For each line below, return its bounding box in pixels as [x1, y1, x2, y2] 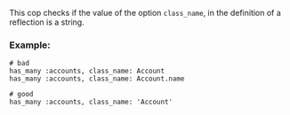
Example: [9, 39, 51, 51]
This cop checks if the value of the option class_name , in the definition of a [9, 8, 282, 18]
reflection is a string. [9, 17, 85, 27]
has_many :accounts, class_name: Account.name [9, 74, 185, 83]
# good [9, 90, 34, 99]
